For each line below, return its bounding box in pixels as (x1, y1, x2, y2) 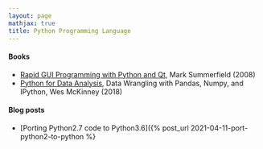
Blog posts (8, 106, 45, 115)
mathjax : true (8, 19, 56, 27)
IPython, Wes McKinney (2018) (19, 86, 123, 97)
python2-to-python (19, 131, 84, 141)
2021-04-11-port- (190, 122, 248, 133)
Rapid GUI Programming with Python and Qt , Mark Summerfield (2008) (19, 69, 256, 79)
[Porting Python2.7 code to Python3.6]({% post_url (19, 122, 189, 133)
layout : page (8, 11, 52, 20)
